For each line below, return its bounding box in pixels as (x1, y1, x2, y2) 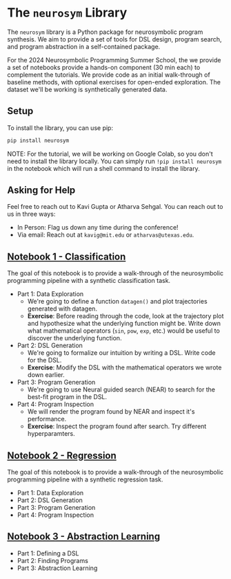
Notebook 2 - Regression (7, 450, 117, 461)
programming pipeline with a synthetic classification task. (7, 277, 171, 285)
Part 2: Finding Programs (17, 556, 88, 564)
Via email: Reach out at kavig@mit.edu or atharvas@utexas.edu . (17, 230, 194, 239)
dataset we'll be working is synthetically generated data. (7, 85, 168, 93)
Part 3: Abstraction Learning (17, 564, 98, 572)
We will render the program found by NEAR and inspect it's (27, 407, 195, 416)
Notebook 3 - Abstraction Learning (7, 531, 161, 542)
